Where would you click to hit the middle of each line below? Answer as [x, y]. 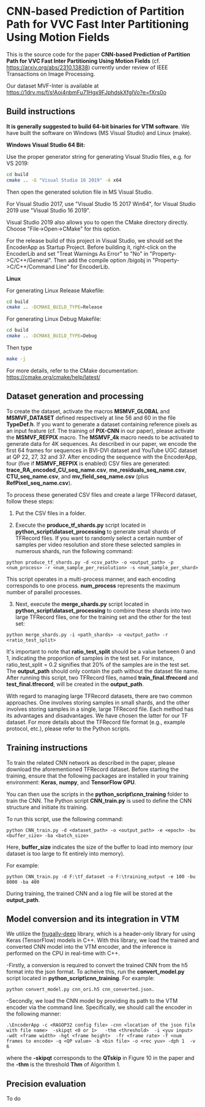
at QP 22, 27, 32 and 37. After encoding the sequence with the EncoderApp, [102, 457]
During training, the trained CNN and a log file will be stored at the [90, 893]
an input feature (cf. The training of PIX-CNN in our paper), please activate [100, 431]
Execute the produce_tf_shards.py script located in [80, 525]
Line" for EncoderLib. [83, 266]
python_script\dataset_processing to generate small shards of [95, 531]
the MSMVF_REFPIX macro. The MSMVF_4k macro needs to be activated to [103, 437]
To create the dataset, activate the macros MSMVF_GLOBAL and [88, 411]
